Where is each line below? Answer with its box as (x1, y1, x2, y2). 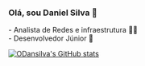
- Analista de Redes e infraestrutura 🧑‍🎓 (8, 25, 139, 35)
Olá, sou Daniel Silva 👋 (8, 7, 98, 18)
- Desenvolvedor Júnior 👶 (8, 33, 94, 43)
